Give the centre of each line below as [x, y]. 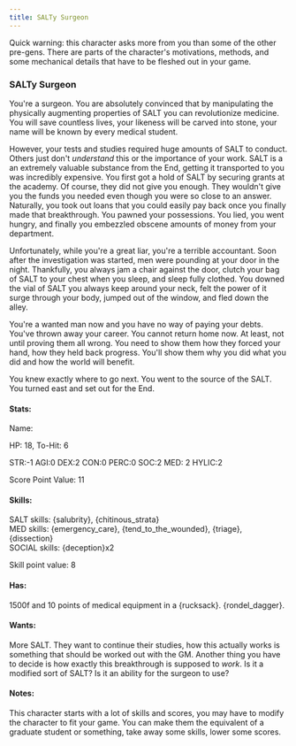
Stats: [21, 409]
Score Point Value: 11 [47, 480]
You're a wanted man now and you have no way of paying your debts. [136, 324]
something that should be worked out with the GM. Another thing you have [145, 654]
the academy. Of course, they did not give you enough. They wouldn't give [145, 186]
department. [32, 233]
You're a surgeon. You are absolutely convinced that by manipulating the [141, 104]
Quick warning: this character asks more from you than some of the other [143, 42]
